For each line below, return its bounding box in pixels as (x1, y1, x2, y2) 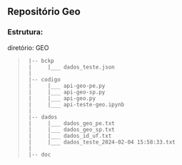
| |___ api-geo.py (28, 94, 96, 102)
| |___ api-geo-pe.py (28, 82, 106, 89)
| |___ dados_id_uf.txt (28, 132, 112, 139)
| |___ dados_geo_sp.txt (28, 126, 116, 133)
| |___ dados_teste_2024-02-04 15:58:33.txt (28, 139, 176, 146)
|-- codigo (28, 76, 61, 83)
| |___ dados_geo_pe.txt (28, 119, 116, 127)
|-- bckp (28, 57, 55, 64)
